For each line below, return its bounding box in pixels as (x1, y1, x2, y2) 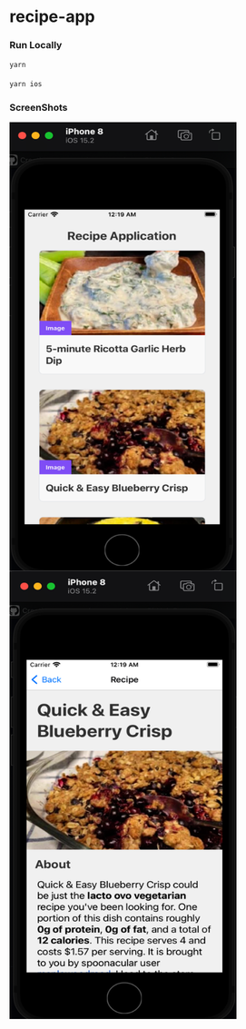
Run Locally (9, 39, 63, 52)
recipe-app (9, 6, 95, 27)
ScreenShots (9, 102, 68, 114)
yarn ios (9, 80, 43, 89)
